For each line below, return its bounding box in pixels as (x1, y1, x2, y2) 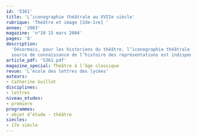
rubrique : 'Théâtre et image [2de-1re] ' (6, 19, 109, 25)
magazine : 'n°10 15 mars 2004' (6, 30, 83, 36)
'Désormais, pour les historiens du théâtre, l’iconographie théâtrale (11, 47, 191, 52)
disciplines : (6, 85, 38, 90)
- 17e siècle (6, 122, 38, 128)
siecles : (6, 117, 28, 123)
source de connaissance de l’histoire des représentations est (11, 52, 169, 58)
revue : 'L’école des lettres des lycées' (6, 68, 109, 74)
